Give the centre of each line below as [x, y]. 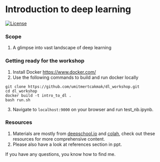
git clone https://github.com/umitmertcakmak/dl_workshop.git [72, 87]
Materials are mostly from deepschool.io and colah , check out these [84, 134]
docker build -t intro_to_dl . [38, 95]
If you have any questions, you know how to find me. [60, 154]
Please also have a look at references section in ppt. [67, 144]
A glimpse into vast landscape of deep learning [62, 48]
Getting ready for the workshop [45, 61]
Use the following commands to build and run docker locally [75, 77]
